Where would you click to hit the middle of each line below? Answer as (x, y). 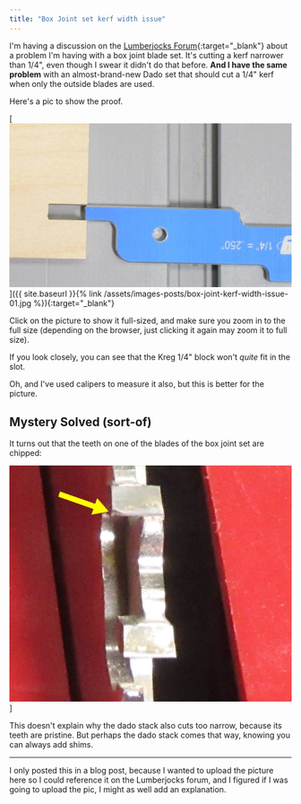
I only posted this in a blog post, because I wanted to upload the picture (142, 770)
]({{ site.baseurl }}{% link (56, 294)
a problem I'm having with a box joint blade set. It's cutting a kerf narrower (146, 55)
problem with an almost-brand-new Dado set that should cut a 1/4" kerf (142, 74)
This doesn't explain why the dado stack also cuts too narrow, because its (146, 725)
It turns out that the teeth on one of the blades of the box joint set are (137, 443)
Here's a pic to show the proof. (66, 101)
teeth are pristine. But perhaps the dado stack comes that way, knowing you (150, 735)
